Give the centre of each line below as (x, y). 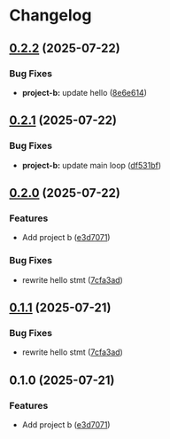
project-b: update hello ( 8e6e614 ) (85, 92)
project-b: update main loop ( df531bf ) (92, 165)
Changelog (50, 16)
